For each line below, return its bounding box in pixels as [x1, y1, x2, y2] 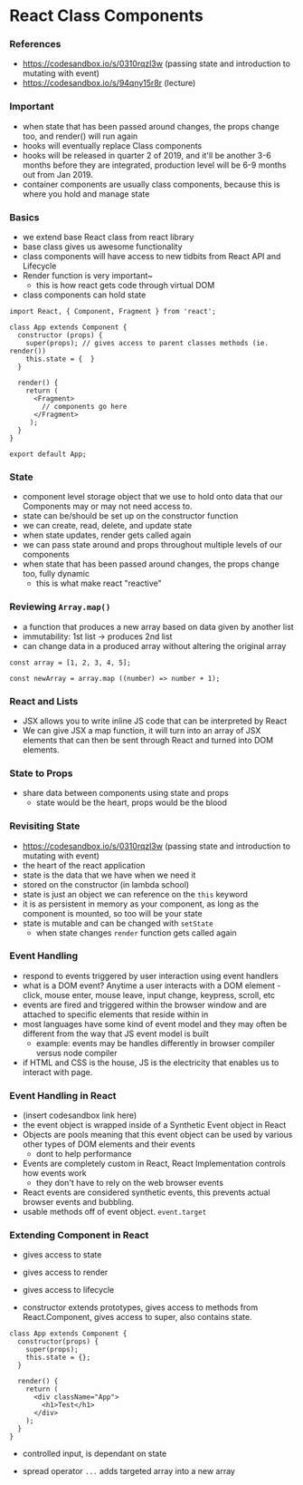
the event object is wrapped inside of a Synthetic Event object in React [22, 1120, 287, 1131]
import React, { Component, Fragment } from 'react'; [9, 307, 217, 316]
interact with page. [22, 1066, 93, 1077]
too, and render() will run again [22, 131, 138, 141]
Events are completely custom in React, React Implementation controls [22, 1158, 287, 1170]
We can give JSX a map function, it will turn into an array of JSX [22, 724, 261, 735]
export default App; [9, 450, 88, 459]
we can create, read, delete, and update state [22, 520, 193, 531]
